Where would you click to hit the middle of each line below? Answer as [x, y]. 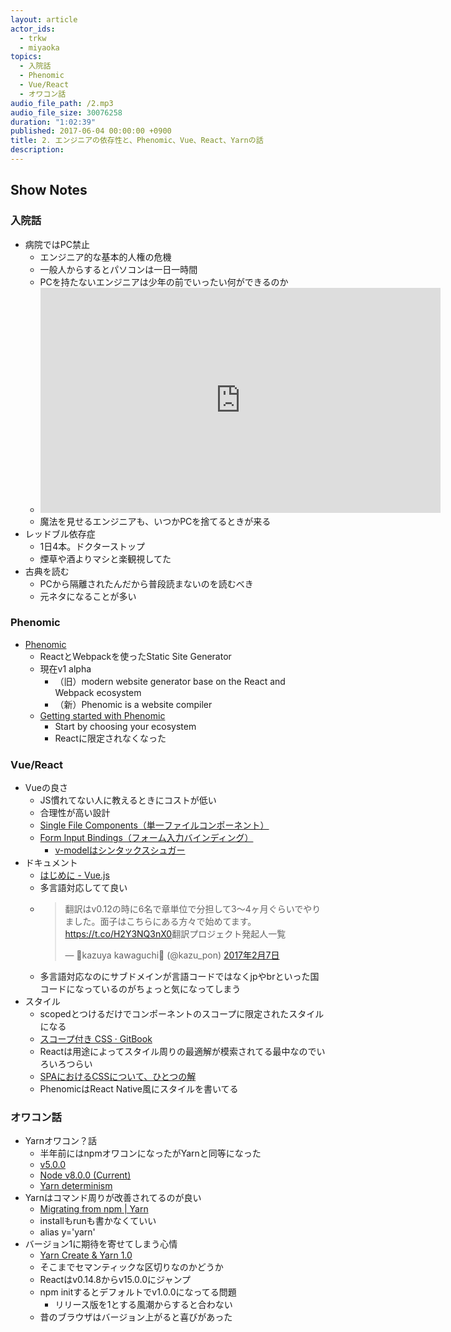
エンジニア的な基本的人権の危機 [105, 257]
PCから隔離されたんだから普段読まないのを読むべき [146, 583]
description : [37, 150]
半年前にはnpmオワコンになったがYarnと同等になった [150, 1153]
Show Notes [49, 190]
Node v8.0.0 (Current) [85, 1175]
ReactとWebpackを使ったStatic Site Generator [135, 656]
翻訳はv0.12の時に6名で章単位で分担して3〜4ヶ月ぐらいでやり [193, 909]
